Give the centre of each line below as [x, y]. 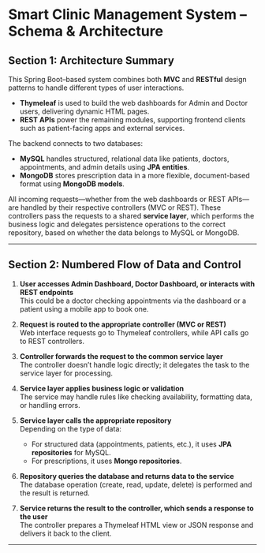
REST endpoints [46, 292]
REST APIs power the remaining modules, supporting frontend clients [132, 120]
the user [34, 516]
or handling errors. [50, 405]
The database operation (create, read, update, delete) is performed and [136, 484]
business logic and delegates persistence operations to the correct [117, 224]
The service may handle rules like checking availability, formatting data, [136, 397]
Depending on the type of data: [71, 428]
